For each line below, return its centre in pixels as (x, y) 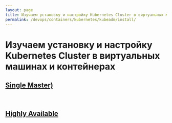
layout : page (19, 10)
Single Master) (29, 85)
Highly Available (32, 114)
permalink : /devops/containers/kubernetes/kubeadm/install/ (71, 19)
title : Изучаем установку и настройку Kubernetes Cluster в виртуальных (84, 15)
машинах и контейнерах (60, 66)
